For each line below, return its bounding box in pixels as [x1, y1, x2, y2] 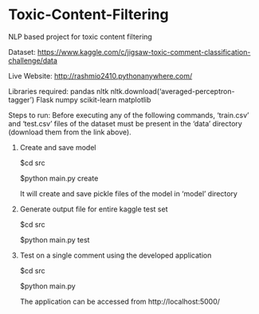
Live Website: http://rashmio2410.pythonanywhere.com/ [8, 71, 193, 80]
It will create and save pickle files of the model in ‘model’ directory [19, 188, 237, 198]
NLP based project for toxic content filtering [8, 32, 153, 41]
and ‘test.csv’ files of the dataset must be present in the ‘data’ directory [8, 118, 243, 128]
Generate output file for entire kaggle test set [19, 204, 168, 214]
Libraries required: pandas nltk [8, 86, 109, 96]
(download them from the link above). [8, 127, 131, 137]
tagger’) [8, 95, 35, 104]
